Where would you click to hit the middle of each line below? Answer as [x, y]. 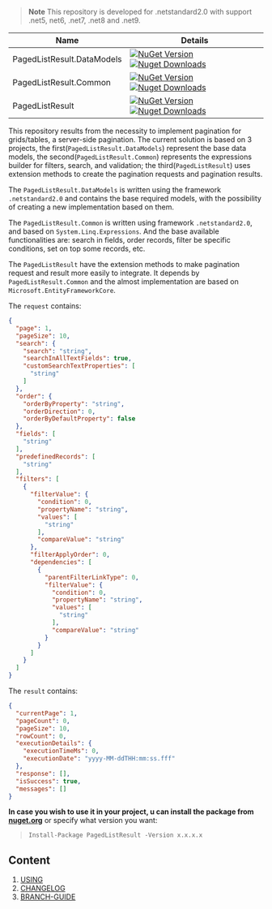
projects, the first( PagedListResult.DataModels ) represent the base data [127, 148]
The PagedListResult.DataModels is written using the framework [115, 190]
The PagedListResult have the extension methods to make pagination [124, 264]
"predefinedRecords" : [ [55, 457]
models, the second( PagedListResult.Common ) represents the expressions [130, 157]
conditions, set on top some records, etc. [77, 248]
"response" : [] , [43, 773]
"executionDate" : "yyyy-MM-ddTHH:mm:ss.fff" [99, 759]
